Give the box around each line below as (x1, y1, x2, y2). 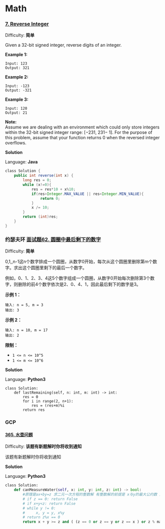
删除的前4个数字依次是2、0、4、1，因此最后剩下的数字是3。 (18, 281, 141, 287)
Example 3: (5, 96, 28, 102)
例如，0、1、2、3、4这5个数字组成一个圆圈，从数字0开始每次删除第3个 (5, 275, 151, 281)
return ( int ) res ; (23, 215, 58, 219)
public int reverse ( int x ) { (14, 173, 74, 178)
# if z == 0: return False (23, 497, 78, 501)
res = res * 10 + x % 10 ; (31, 187, 76, 192)
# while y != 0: (23, 505, 56, 511)
